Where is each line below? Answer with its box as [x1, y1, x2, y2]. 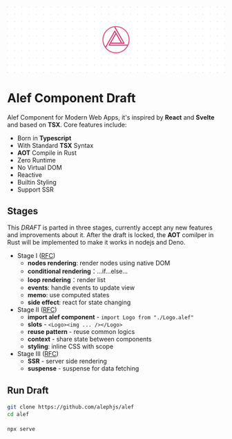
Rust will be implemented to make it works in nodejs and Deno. [7, 239, 186, 247]
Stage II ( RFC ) [17, 306, 57, 314]
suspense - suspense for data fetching [27, 364, 139, 373]
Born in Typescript [17, 133, 72, 142]
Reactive [17, 170, 43, 179]
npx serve [7, 425, 36, 432]
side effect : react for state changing [27, 298, 131, 307]
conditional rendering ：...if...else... [27, 267, 128, 276]
